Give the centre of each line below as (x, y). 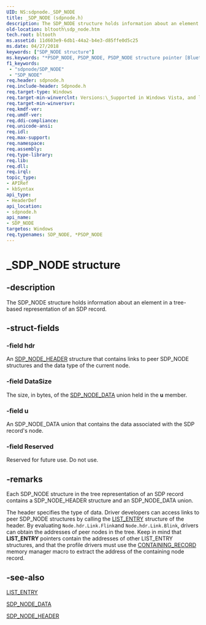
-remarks (25, 479)
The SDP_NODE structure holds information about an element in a (90, 302)
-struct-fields (33, 328)
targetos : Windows (30, 229)
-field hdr (21, 346)
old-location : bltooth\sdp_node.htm (53, 29)
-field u (17, 411)
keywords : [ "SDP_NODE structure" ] (51, 52)
